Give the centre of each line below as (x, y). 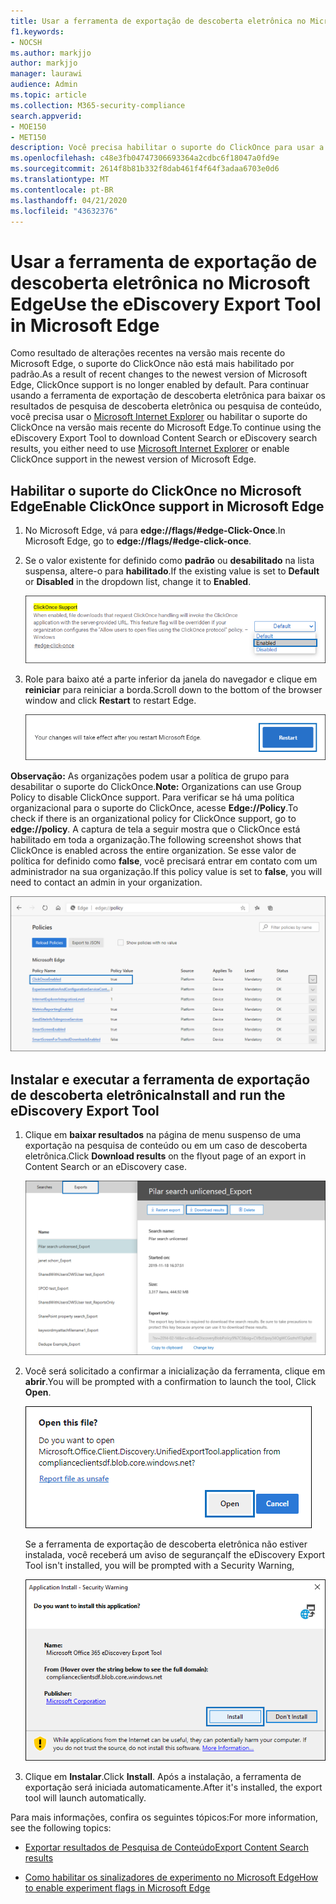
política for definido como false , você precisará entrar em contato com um (164, 861)
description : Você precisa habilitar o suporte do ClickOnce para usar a (167, 148)
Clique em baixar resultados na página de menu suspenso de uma (163, 1135)
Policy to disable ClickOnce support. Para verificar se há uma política (152, 797)
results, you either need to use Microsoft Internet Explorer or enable (150, 449)
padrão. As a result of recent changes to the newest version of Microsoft (159, 374)
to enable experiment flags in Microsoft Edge (117, 1888)
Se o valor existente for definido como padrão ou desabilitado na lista (169, 561)
